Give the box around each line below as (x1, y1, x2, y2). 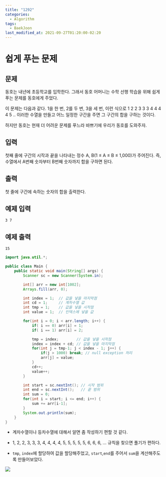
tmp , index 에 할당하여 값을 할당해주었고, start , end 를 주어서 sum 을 (12, 450, 140, 456)
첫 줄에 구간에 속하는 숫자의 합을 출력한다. (5, 188, 86, 194)
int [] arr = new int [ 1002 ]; (23, 282, 81, 287)
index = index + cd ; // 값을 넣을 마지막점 (31, 341, 115, 346)
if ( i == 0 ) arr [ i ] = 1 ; (31, 323, 83, 328)
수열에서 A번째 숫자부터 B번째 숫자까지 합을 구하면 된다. (5, 159, 113, 164)
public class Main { (5, 264, 48, 269)
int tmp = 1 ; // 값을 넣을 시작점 (23, 305, 94, 310)
